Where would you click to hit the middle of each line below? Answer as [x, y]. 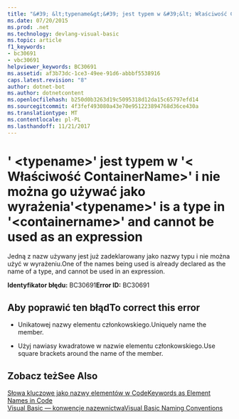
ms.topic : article [34, 40]
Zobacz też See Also [53, 376]
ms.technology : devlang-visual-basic [63, 34]
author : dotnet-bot [36, 87]
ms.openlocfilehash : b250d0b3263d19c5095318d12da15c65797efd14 [103, 100]
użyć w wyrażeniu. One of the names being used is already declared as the [117, 264]
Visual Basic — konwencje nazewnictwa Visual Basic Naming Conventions [115, 408]
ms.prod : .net [28, 27]
